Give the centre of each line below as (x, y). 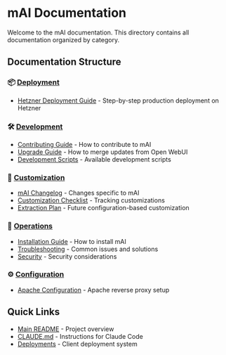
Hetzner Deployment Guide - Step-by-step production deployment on (118, 101)
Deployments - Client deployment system (78, 344)
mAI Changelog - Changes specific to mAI (78, 193)
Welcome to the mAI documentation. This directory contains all (98, 32)
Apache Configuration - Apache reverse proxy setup (93, 290)
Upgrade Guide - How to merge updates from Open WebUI (102, 152)
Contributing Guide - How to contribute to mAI (84, 144)
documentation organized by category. (64, 39)
